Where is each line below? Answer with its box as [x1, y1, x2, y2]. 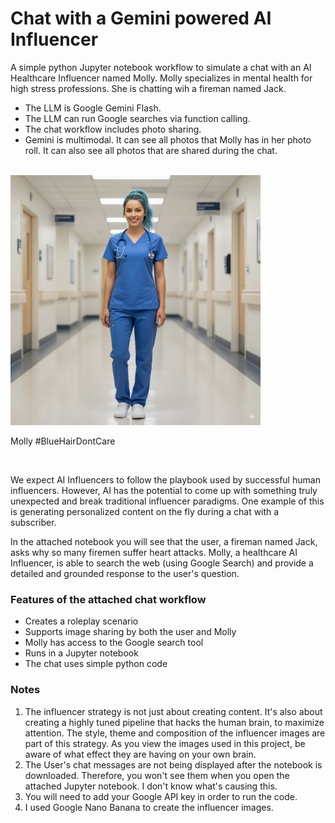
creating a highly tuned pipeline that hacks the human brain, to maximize [24, 716, 325, 728]
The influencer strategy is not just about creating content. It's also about [24, 705, 323, 717]
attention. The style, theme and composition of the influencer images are [24, 727, 326, 739]
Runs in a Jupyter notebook [24, 647, 139, 659]
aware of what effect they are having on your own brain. [24, 748, 257, 760]
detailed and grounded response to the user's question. [10, 567, 240, 579]
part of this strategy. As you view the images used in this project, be [24, 737, 306, 749]
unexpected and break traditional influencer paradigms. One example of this [10, 495, 325, 507]
